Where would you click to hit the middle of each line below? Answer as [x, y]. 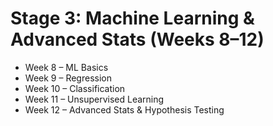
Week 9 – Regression [68, 78]
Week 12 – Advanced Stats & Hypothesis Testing [124, 109]
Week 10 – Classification [75, 88]
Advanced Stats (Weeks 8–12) [137, 39]
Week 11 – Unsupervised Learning [94, 99]
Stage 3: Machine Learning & [132, 18]
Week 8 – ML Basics [66, 67]
